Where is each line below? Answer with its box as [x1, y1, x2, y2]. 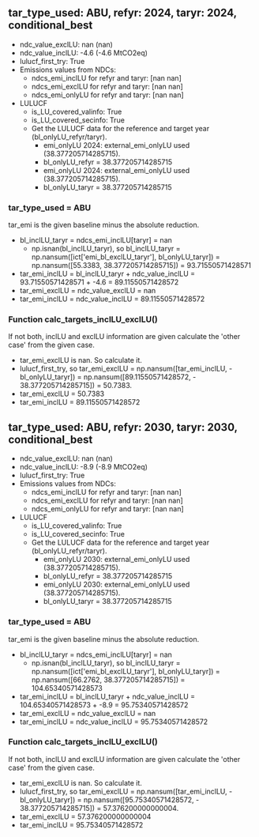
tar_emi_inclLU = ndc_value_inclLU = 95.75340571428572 [19, 717, 208, 726]
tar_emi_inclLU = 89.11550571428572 [19, 398, 141, 407]
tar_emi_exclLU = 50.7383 [19, 389, 105, 398]
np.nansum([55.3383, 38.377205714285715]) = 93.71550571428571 [31, 261, 251, 270]
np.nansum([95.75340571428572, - [83, 794, 200, 805]
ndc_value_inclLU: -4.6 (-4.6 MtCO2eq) [19, 47, 148, 58]
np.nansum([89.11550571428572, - [83, 372, 197, 382]
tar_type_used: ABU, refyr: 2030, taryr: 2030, [8, 420, 238, 434]
